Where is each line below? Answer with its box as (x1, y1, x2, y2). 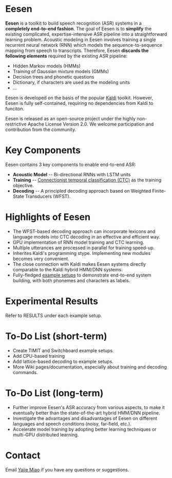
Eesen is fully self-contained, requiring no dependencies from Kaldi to (5, 100, 154, 106)
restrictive (5, 121, 27, 127)
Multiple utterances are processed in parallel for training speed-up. (12, 245, 155, 251)
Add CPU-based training (12, 353, 65, 359)
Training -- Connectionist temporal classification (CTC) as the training (12, 177, 162, 183)
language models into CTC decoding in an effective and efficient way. (12, 233, 160, 240)
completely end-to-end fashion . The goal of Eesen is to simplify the (5, 25, 152, 31)
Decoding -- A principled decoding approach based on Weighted (12, 188, 151, 194)
